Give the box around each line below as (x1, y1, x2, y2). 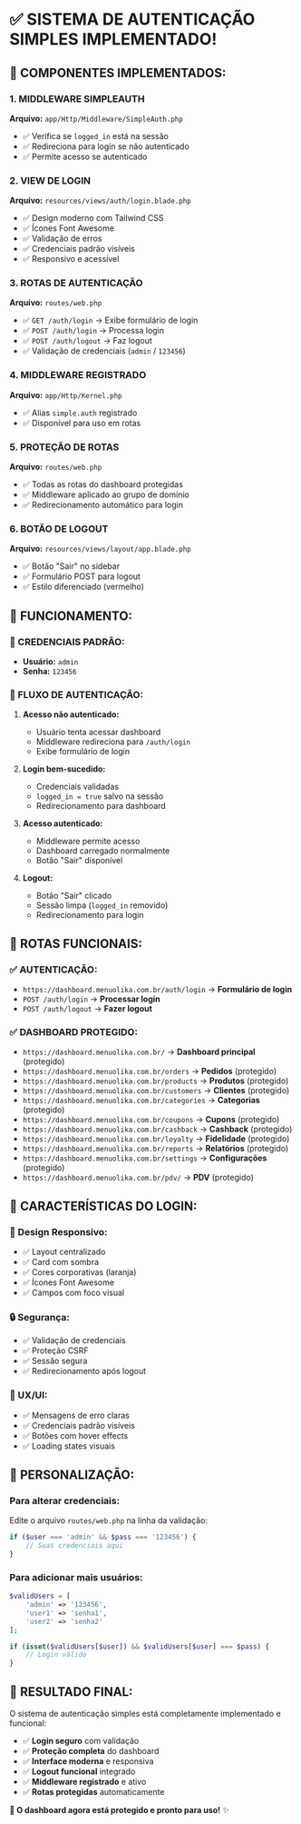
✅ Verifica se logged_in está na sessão (22, 130, 170, 141)
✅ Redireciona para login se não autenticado (22, 141, 190, 152)
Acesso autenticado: (22, 818, 103, 829)
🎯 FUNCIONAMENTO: (9, 608, 133, 623)
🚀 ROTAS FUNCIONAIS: (9, 936, 142, 952)
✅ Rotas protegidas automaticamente (22, 1787, 165, 1798)
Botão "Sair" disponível (35, 855, 123, 866)
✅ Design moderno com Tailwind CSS (22, 213, 164, 224)
